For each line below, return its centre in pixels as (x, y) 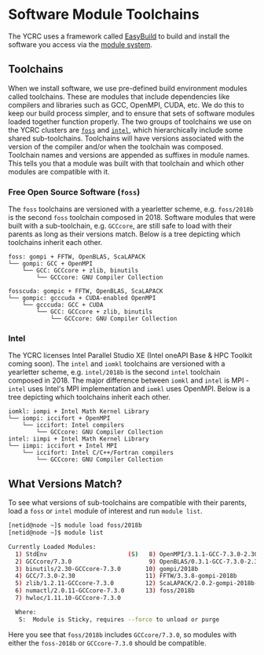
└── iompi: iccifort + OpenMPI (59, 419)
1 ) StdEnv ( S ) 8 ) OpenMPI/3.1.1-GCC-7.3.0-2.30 (137, 554)
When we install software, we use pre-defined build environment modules (128, 88)
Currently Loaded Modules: (52, 547)
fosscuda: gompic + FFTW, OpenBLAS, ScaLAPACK (86, 291)
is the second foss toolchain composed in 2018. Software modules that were (132, 218)
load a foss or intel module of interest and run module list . (105, 511)
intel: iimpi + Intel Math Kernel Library (79, 439)
